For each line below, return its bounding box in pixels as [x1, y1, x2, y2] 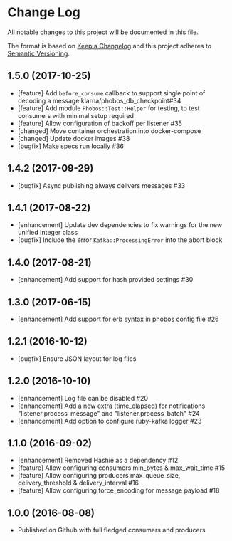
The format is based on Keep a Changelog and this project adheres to [7, 41, 212, 50]
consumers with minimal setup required [17, 111, 134, 120]
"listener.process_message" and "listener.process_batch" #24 [17, 409, 201, 417]
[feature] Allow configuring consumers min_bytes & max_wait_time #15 [17, 463, 226, 472]
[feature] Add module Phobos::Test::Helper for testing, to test [17, 104, 201, 112]
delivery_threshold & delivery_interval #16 [17, 478, 139, 488]
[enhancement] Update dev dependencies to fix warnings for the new [17, 221, 223, 229]
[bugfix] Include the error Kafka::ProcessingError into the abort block [17, 236, 223, 244]
